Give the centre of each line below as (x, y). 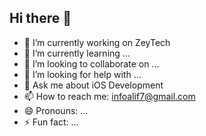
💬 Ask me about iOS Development (93, 85)
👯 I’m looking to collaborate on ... (91, 63)
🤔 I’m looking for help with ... (82, 74)
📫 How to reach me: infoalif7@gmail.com (109, 96)
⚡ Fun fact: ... (51, 122)
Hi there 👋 (40, 18)
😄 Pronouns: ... (56, 110)
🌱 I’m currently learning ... (77, 53)
